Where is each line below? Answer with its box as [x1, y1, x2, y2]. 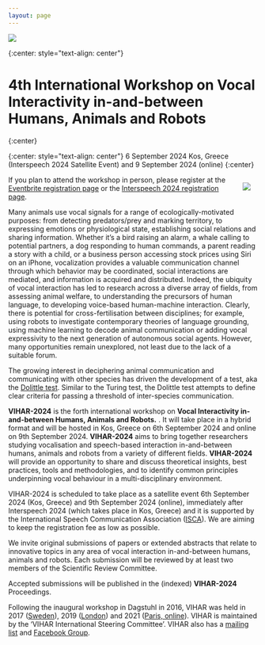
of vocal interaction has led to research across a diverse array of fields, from [8, 283, 258, 292]
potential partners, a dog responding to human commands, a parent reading [8, 241, 256, 250]
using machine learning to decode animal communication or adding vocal [8, 325, 248, 334]
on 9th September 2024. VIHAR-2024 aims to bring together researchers [8, 431, 248, 441]
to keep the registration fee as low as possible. [8, 522, 161, 532]
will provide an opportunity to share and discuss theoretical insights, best [8, 456, 248, 466]
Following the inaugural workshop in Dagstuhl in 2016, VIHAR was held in [8, 602, 247, 612]
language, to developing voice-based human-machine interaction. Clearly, [8, 300, 251, 309]
